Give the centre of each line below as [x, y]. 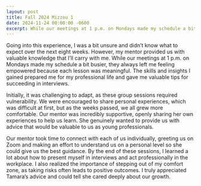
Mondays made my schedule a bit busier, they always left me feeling [90, 65]
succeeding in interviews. [38, 84]
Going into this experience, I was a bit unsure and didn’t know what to [92, 45]
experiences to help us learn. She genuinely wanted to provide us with [93, 121]
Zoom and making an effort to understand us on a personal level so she [94, 145]
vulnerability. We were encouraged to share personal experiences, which [96, 102]
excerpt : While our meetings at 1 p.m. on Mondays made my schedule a [96, 28]
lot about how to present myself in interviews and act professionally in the [97, 158]
